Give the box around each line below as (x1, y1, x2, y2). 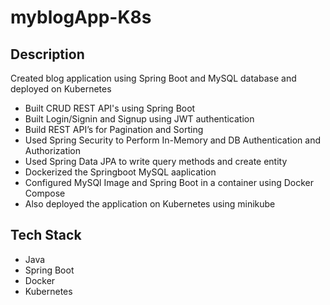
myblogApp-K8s (10, 6, 152, 29)
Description (10, 46, 85, 63)
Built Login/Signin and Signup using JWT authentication (24, 113, 255, 125)
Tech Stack (10, 227, 82, 244)
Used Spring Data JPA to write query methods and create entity (24, 156, 288, 167)
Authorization (24, 145, 82, 156)
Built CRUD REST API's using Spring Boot (24, 102, 196, 114)
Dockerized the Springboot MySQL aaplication (24, 166, 217, 178)
